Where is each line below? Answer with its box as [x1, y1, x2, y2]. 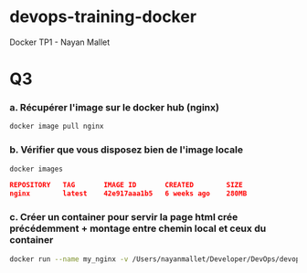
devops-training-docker [9, 6, 197, 27]
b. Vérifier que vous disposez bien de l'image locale [9, 143, 244, 156]
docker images [9, 164, 64, 173]
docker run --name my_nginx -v [9, 254, 129, 264]
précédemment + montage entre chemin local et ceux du [9, 222, 267, 235]
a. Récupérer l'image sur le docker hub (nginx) [9, 101, 219, 114]
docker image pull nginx [9, 121, 104, 131]
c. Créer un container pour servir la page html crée [9, 211, 238, 224]
